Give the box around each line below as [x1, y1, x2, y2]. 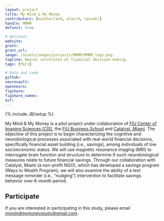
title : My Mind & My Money [5, 12, 60, 17]
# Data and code [5, 71, 38, 75]
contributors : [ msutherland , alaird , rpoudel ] [5, 16, 102, 21]
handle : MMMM [5, 21, 32, 26]
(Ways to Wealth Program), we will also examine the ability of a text [5, 168, 141, 173]
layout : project [5, 7, 38, 12]
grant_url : [5, 48, 27, 53]
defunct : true [5, 25, 34, 30]
